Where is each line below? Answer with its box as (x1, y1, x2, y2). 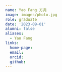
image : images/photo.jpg (5, 12, 57, 17)
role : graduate (5, 17, 37, 22)
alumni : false (5, 26, 35, 31)
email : (10, 50, 24, 55)
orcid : (10, 54, 24, 60)
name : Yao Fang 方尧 (5, 7, 47, 13)
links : (5, 41, 19, 46)
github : (10, 59, 26, 64)
